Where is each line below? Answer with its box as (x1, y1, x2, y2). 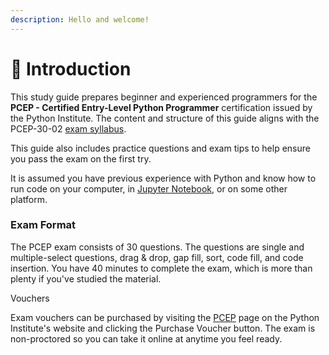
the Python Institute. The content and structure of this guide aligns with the (10, 112, 320, 124)
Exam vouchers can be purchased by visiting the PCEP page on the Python (10, 311, 320, 323)
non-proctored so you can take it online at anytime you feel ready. (10, 332, 283, 345)
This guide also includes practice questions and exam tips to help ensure (10, 142, 311, 154)
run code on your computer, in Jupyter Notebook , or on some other (10, 182, 288, 195)
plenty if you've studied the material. (10, 272, 162, 285)
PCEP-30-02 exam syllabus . (10, 122, 127, 135)
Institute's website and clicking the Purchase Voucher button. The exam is (10, 322, 316, 334)
